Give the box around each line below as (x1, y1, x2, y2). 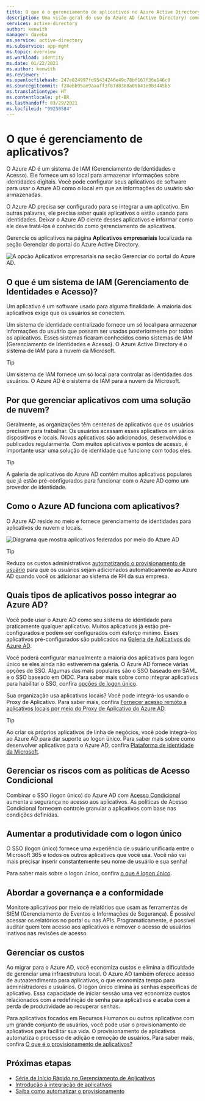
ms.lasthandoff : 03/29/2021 (6, 100, 78, 106)
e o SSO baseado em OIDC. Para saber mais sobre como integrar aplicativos (6, 673, 199, 681)
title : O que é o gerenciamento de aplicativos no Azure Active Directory (6, 9, 201, 15)
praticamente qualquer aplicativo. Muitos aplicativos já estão (6, 622, 159, 630)
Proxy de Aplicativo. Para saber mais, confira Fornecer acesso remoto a (6, 698, 187, 705)
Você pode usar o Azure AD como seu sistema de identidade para (6, 616, 173, 623)
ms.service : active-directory (6, 37, 84, 43)
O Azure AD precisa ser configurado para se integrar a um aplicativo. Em (6, 203, 189, 210)
